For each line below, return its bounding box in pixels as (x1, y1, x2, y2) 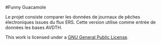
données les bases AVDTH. (5, 24, 62, 30)
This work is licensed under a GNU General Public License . (5, 34, 128, 40)
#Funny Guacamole (5, 4, 46, 10)
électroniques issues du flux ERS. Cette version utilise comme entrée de (5, 19, 156, 25)
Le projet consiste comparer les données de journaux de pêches (5, 14, 141, 19)
